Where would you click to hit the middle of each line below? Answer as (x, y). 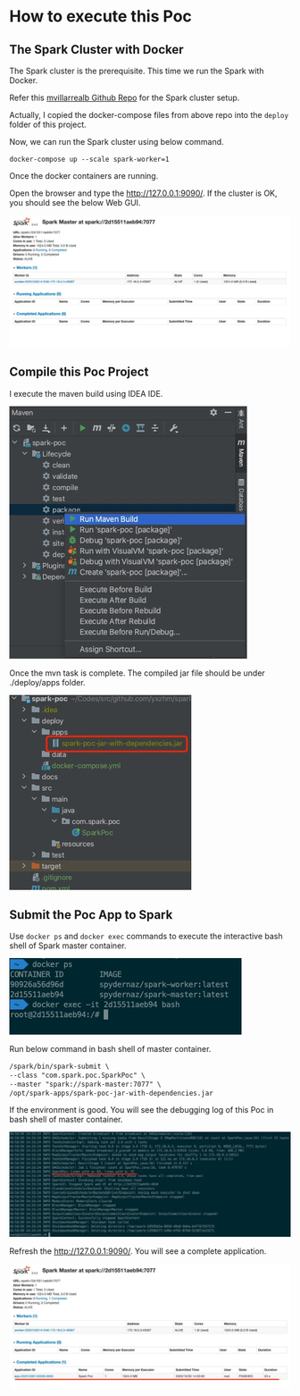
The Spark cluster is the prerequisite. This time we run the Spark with (137, 71)
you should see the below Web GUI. (75, 202)
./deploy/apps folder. (48, 682)
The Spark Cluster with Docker (97, 50)
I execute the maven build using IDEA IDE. (86, 393)
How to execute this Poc (100, 17)
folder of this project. (48, 124)
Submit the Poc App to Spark (91, 915)
